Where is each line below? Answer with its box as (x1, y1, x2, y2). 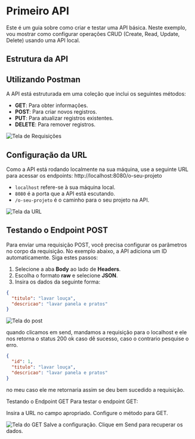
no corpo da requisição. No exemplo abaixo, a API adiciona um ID (6, 247, 167, 255)
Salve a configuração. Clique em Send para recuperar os (44, 420, 183, 428)
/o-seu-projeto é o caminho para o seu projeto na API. (14, 196, 150, 203)
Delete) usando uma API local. (6, 36, 81, 44)
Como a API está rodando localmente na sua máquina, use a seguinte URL (6, 166, 189, 173)
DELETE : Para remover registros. (14, 121, 96, 128)
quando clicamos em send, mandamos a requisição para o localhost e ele (6, 329, 187, 336)
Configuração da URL (6, 150, 88, 160)
